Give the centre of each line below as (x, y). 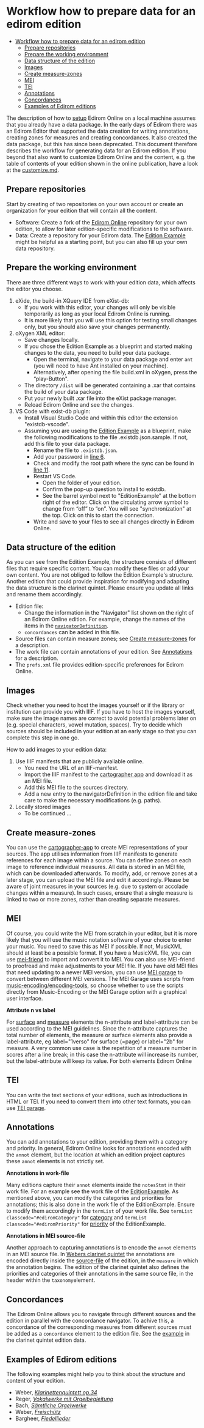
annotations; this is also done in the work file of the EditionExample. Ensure (100, 1204)
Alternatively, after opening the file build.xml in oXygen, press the (115, 372)
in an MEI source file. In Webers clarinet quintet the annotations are (91, 1254)
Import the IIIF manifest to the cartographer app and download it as (108, 774)
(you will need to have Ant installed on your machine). (101, 366)
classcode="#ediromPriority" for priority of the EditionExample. (86, 1224)
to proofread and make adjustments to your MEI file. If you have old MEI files (102, 966)
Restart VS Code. (55, 476)
